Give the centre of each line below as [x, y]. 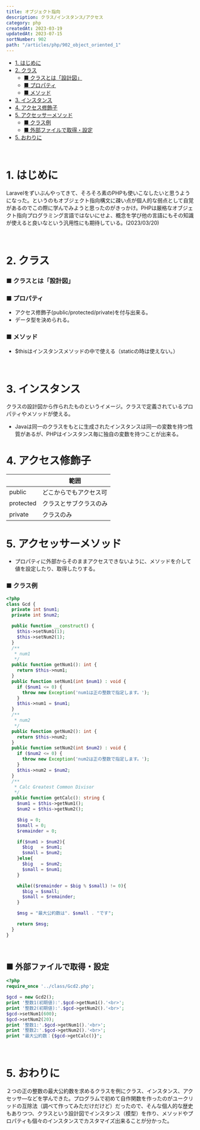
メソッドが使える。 [50, 414]
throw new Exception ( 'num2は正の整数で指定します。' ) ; [86, 759]
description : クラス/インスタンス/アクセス [55, 17]
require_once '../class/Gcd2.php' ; [50, 986]
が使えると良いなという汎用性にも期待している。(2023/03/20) [83, 223]
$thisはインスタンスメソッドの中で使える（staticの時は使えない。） [96, 351]
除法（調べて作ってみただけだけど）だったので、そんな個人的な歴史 [110, 1106]
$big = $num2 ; [42, 864]
